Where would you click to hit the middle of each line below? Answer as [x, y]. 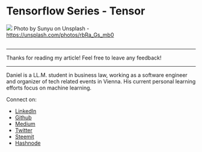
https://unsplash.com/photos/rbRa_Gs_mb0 [60, 35]
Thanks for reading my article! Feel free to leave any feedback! [84, 58]
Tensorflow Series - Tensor [76, 11]
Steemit [24, 137]
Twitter [24, 130]
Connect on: [22, 100]
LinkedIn [26, 111]
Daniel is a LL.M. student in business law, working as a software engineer [97, 75]
